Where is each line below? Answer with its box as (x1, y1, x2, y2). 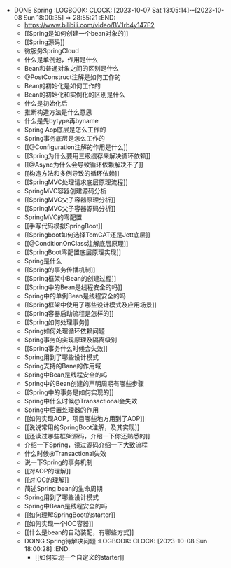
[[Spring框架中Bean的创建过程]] (24, 275, 117, 282)
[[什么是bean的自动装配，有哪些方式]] (24, 528, 134, 536)
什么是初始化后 (24, 99, 68, 107)
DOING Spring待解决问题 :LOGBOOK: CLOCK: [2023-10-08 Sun (24, 537, 208, 545)
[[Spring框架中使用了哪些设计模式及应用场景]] (24, 300, 157, 309)
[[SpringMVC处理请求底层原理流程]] (24, 178, 128, 186)
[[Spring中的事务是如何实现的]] (24, 388, 114, 396)
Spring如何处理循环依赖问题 (24, 327, 105, 335)
